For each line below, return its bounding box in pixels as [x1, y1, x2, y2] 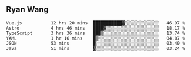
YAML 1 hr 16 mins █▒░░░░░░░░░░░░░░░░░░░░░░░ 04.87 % [6, 35, 185, 41]
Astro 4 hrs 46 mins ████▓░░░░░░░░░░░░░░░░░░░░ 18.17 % [6, 25, 185, 31]
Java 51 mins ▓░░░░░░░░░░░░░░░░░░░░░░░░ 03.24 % [6, 45, 185, 51]
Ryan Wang [6, 5, 49, 15]
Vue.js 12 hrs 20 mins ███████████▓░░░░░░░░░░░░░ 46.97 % [6, 20, 185, 26]
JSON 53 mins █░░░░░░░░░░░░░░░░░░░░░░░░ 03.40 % [6, 40, 185, 46]
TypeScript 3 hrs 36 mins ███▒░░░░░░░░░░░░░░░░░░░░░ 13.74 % [6, 30, 185, 36]
